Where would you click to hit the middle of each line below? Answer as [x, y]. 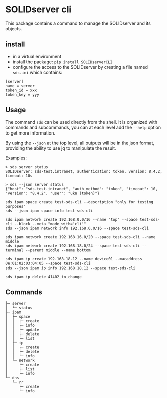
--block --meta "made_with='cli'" [50, 224]
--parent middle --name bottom [58, 250]
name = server [20, 86]
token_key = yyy [22, 95]
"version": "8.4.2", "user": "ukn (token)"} [52, 193]
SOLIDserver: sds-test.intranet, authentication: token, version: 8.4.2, [84, 171]
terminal [14, 250]
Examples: [16, 158]
